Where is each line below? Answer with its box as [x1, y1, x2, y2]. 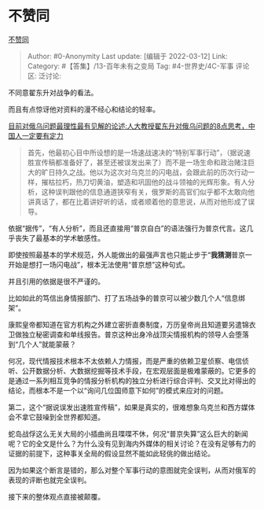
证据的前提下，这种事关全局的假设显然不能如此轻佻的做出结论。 [8, 448, 214, 458]
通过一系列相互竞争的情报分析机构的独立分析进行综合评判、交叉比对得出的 [14, 375, 256, 385]
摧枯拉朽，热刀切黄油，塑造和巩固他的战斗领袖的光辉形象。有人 [41, 177, 248, 186]
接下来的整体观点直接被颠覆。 [8, 492, 104, 501]
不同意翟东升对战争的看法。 [8, 87, 98, 97]
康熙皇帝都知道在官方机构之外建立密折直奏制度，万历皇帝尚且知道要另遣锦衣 [8, 319, 256, 329]
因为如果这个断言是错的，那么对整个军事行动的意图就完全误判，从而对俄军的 [8, 465, 256, 474]
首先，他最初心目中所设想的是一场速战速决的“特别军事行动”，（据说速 [27, 147, 251, 157]
